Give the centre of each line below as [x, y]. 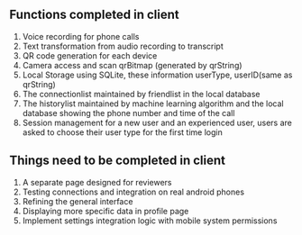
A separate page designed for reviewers [97, 182]
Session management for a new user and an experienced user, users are [157, 122]
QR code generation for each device [90, 55]
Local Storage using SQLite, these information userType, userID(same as [157, 75]
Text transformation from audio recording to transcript [123, 46]
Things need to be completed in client [118, 161]
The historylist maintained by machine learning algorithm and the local [153, 104]
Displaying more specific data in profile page [105, 211]
